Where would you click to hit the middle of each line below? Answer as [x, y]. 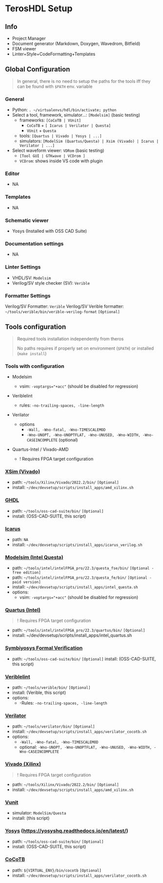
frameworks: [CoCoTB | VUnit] [50, 120]
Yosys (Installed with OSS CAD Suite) [49, 231]
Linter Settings [23, 267]
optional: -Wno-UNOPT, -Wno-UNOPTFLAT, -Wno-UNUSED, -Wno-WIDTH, [86, 747]
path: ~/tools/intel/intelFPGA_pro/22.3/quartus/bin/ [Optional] [79, 630]
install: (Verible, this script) [39, 693]
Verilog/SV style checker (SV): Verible [51, 283]
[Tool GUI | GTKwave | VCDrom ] [52, 156]
